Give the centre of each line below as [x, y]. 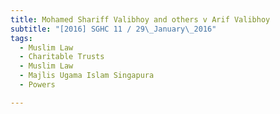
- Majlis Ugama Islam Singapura [87, 76]
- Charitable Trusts [62, 57]
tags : [21, 38]
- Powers [37, 85]
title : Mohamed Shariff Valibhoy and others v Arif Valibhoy [140, 19]
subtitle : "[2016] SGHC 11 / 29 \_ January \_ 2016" [113, 29]
